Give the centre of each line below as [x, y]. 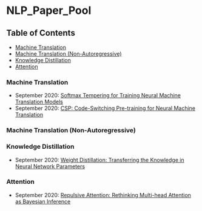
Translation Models [39, 102]
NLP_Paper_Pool [49, 11]
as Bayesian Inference [43, 201]
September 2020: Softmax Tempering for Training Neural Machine [98, 96]
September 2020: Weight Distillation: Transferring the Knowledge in [99, 160]
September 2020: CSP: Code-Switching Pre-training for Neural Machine [105, 108]
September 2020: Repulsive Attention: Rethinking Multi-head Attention [103, 195]
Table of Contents [41, 33]
